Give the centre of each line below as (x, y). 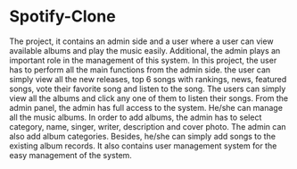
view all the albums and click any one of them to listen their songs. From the (148, 98)
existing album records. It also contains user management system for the (143, 146)
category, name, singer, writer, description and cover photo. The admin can (148, 126)
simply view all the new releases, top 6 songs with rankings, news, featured (148, 79)
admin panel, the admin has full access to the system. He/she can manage (146, 107)
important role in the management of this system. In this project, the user (143, 60)
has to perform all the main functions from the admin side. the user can (140, 70)
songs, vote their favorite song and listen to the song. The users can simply (148, 89)
